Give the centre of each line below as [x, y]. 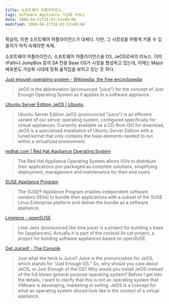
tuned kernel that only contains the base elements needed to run [85, 136]
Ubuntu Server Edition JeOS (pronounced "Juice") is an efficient [85, 115]
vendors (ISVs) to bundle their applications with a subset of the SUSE [90, 197]
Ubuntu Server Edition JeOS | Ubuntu [44, 104]
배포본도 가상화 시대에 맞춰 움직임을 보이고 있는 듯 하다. [60, 69]
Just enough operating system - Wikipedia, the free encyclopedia [74, 79]
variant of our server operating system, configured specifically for [87, 120]
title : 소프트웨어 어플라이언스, [35, 10]
